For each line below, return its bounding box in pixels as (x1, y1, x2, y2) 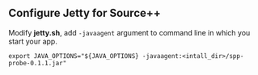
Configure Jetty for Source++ (8, 6, 162, 20)
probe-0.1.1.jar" (8, 59, 67, 67)
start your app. (8, 36, 58, 46)
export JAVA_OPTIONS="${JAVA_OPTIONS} (8, 52, 139, 60)
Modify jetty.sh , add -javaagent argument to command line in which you (8, 27, 251, 37)
